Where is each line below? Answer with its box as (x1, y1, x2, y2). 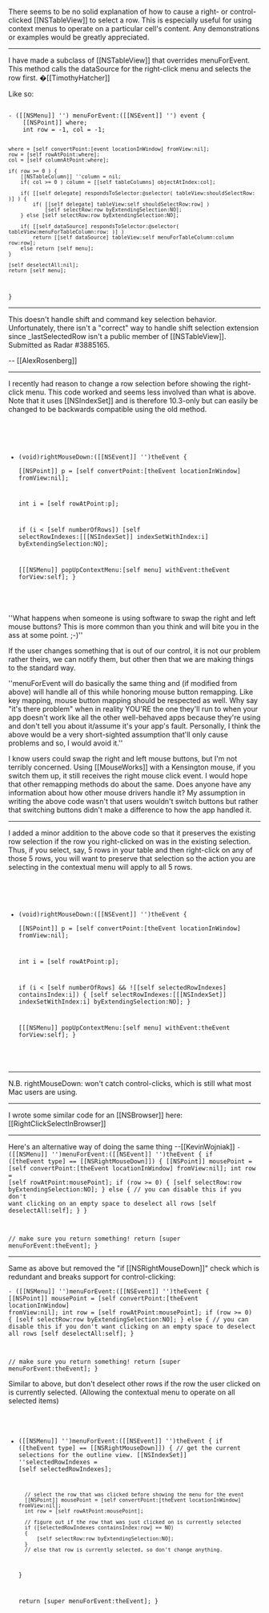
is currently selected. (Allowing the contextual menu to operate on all (8, 1387, 235, 1397)
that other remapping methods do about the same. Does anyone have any (8, 779, 251, 789)
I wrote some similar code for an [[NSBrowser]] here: (8, 1110, 183, 1120)
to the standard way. (8, 663, 76, 672)
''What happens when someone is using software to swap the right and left (8, 613, 256, 623)
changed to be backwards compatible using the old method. (8, 404, 207, 414)
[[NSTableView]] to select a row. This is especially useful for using (33, 15, 252, 25)
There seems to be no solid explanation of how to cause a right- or (8, 7, 228, 16)
